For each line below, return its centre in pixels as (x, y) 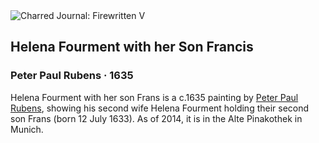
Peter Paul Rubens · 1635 (72, 76)
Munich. (27, 129)
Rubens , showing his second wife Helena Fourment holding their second (160, 108)
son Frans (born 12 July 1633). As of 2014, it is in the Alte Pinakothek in (156, 118)
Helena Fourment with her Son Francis (132, 47)
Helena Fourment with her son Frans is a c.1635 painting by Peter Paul (154, 97)
